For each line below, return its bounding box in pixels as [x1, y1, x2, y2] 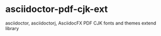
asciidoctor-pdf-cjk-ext [5, 3, 108, 15]
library [5, 25, 19, 31]
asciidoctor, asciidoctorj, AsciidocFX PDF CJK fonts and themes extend [5, 20, 156, 26]
